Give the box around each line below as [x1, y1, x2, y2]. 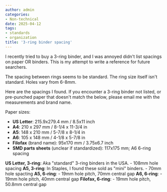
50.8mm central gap [5, 181, 47, 187]
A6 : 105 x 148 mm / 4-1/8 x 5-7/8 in [12, 134, 86, 140]
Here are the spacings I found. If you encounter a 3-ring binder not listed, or [5, 88, 162, 95]
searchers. [5, 64, 27, 70]
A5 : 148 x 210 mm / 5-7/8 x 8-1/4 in [12, 129, 86, 135]
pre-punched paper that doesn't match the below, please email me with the [5, 94, 160, 100]
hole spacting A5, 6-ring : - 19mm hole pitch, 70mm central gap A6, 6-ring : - [5, 171, 163, 177]
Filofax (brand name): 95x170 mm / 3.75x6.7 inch [12, 140, 114, 146]
